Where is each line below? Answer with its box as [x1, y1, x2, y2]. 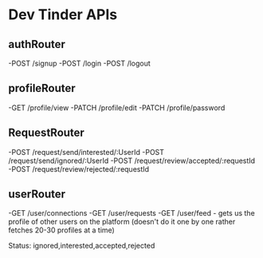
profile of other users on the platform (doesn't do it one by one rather [8, 217, 236, 227]
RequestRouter [8, 126, 85, 140]
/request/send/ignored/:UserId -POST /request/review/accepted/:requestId [8, 156, 256, 165]
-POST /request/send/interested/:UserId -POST [8, 147, 165, 157]
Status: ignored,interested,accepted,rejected [8, 241, 155, 251]
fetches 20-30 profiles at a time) [8, 225, 116, 235]
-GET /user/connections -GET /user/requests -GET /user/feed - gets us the [8, 208, 255, 218]
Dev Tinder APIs [8, 6, 118, 24]
